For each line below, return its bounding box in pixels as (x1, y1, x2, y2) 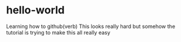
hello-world (6, 3, 65, 17)
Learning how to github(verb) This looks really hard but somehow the (6, 23, 176, 30)
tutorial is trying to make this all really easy (6, 29, 111, 36)
